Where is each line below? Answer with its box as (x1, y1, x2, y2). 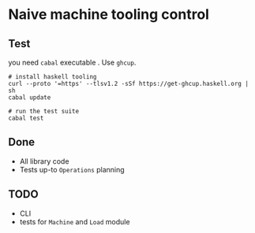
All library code (19, 156, 69, 166)
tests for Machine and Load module (19, 216, 130, 226)
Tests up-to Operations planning (19, 165, 125, 174)
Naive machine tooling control (8, 6, 209, 24)
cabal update (8, 94, 51, 102)
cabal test (8, 114, 44, 122)
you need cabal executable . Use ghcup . (8, 57, 137, 67)
